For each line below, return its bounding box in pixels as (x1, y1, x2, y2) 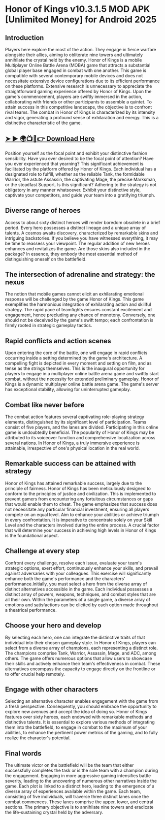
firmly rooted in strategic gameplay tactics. (5, 323, 92, 328)
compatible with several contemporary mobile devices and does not (5, 73, 143, 78)
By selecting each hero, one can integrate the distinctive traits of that (5, 634, 145, 640)
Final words (5, 749, 42, 757)
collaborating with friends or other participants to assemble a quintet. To (5, 99, 152, 104)
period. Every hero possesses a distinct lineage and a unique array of (5, 225, 146, 230)
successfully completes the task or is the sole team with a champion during (5, 767, 159, 774)
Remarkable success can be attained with (5, 459, 136, 468)
